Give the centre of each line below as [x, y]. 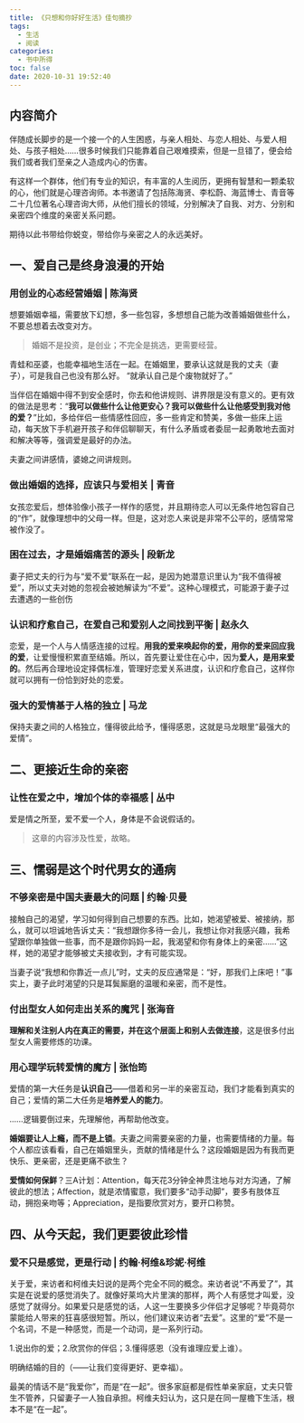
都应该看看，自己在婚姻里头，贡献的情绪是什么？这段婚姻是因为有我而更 [160, 1150]
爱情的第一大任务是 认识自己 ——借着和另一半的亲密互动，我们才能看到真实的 [152, 1089]
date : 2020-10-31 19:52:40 [60, 77]
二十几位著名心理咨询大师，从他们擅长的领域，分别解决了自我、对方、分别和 [152, 204]
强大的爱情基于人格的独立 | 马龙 [78, 706]
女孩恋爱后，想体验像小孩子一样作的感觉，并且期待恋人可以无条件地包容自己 [152, 507]
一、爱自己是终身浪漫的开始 [87, 265]
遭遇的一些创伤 [45, 599]
